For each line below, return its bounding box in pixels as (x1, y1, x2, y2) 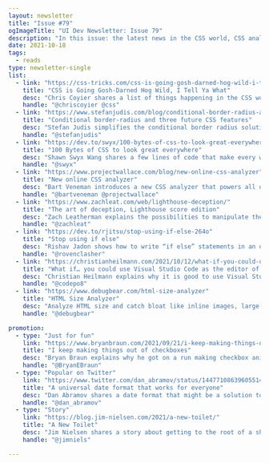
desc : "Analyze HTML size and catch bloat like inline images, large (22, 302, 260, 310)
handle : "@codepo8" (22, 280, 88, 288)
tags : (8, 49, 26, 57)
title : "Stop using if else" (22, 236, 120, 244)
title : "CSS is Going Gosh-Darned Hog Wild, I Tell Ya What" (22, 86, 231, 95)
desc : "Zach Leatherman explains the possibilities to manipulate (22, 213, 249, 221)
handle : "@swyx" (22, 161, 78, 169)
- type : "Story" (15, 406, 70, 414)
